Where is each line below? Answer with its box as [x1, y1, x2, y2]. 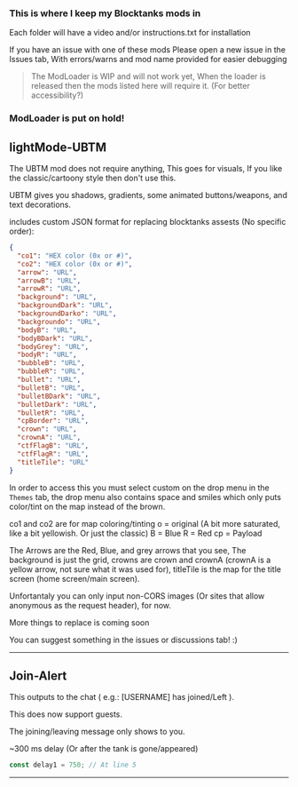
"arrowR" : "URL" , [17, 284, 82, 293]
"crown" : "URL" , [17, 425, 77, 433]
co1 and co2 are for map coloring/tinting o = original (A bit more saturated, [9, 518, 281, 529]
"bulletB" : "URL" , [17, 383, 86, 393]
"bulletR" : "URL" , [17, 408, 86, 417]
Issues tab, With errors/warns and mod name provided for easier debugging [9, 54, 287, 65]
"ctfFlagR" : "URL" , [17, 449, 90, 458]
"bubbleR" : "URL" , [17, 367, 86, 376]
